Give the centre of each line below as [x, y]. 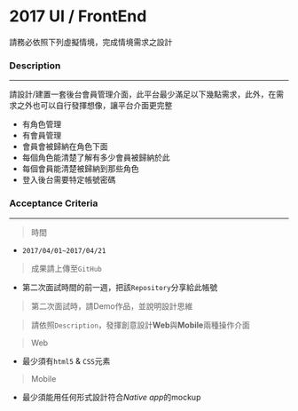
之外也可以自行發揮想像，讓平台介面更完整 [94, 106]
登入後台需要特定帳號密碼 [69, 180]
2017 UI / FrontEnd [78, 16]
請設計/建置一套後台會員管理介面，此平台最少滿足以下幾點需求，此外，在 [143, 94]
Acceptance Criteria [54, 203]
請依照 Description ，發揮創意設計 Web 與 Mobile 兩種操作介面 [140, 325]
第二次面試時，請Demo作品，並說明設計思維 [112, 306]
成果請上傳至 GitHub [66, 268]
